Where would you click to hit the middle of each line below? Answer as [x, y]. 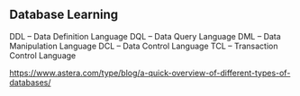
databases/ [30, 82]
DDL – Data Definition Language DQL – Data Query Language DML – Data [145, 36]
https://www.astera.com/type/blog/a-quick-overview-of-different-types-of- [150, 73]
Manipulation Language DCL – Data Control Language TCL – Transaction [144, 46]
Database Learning [64, 15]
